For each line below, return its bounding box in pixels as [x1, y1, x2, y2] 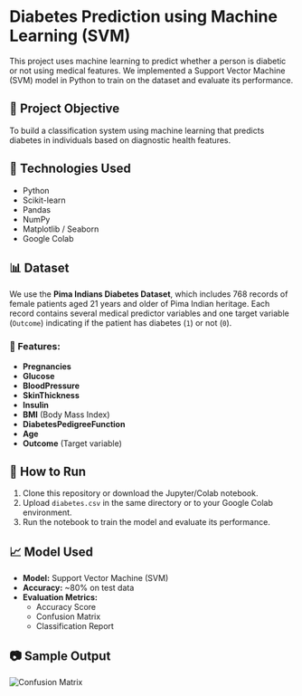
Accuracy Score [35, 602, 97, 613]
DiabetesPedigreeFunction [22, 418, 126, 429]
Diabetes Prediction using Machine [9, 6, 278, 27]
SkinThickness [22, 389, 80, 400]
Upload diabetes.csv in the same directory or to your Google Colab [22, 498, 274, 509]
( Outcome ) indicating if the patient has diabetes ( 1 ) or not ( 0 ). [9, 318, 232, 329]
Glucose [22, 370, 55, 381]
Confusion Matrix [35, 611, 101, 622]
